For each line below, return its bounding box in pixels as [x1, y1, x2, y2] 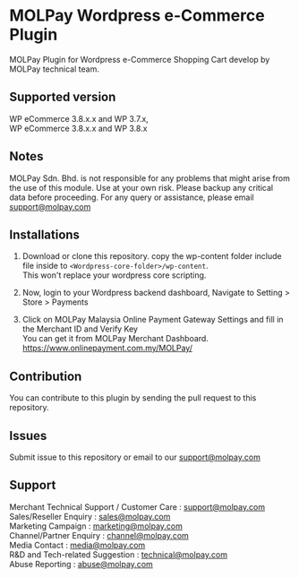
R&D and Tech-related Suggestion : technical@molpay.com [9, 548, 228, 560]
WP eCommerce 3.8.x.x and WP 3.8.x [9, 123, 148, 134]
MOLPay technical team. [9, 64, 100, 74]
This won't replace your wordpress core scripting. [21, 270, 207, 280]
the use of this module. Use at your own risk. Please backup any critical [9, 182, 274, 193]
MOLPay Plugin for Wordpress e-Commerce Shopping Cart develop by [9, 54, 270, 65]
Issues [9, 427, 47, 444]
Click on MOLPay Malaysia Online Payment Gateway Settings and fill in [21, 315, 284, 325]
